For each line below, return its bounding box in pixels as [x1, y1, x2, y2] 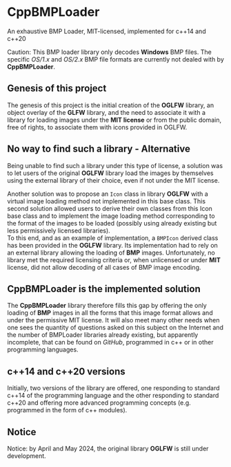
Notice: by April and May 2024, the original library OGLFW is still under [7, 444, 209, 452]
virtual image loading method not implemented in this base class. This [7, 196, 205, 205]
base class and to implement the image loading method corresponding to [7, 212, 215, 220]
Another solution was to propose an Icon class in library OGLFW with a [7, 190, 208, 198]
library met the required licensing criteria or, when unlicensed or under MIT [7, 255, 221, 264]
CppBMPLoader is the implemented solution [7, 283, 201, 295]
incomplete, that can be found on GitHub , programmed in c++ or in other [7, 338, 214, 347]
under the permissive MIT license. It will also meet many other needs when [7, 316, 220, 324]
